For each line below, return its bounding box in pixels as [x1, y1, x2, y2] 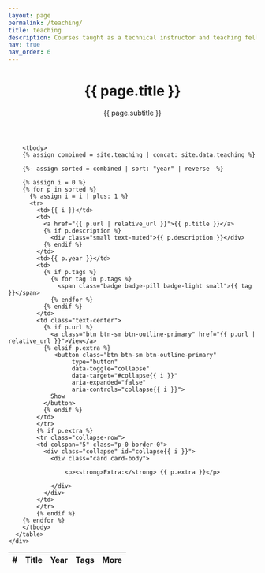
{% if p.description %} [43, 226, 122, 235]
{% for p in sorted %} [22, 185, 97, 193]
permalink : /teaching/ [8, 19, 83, 27]
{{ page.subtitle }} [103, 108, 162, 117]
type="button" [71, 358, 118, 366]
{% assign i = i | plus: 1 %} [28, 192, 129, 200]
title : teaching [8, 26, 62, 34]
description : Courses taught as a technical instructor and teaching [8, 33, 242, 42]
